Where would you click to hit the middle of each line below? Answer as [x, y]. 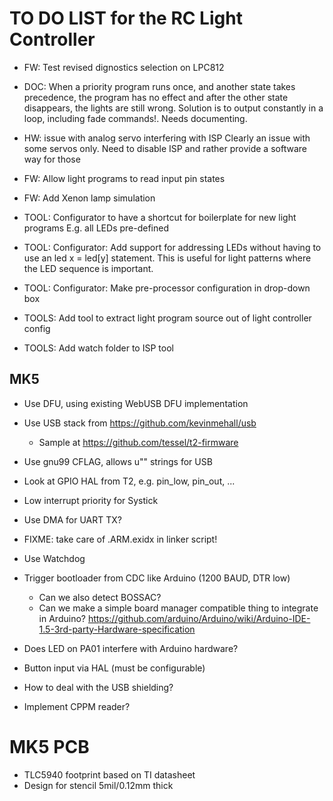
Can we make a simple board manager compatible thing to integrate [178, 608]
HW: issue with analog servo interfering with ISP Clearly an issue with [167, 138]
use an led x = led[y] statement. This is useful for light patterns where [167, 258]
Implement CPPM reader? [77, 706]
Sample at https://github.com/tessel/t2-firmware [138, 442]
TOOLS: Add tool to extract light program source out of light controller [167, 318]
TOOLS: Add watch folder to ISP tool [98, 348]
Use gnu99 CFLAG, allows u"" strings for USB [118, 461]
